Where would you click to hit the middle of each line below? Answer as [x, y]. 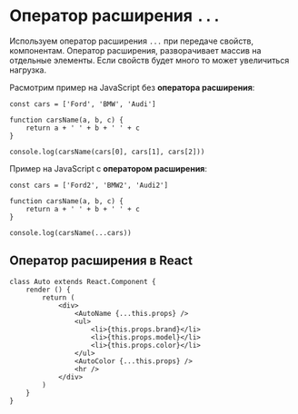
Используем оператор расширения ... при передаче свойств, [132, 41]
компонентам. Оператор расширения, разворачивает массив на [135, 50]
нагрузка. [28, 70]
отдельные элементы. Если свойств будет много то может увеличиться [149, 60]
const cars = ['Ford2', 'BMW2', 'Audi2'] [89, 185]
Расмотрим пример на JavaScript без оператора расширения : [132, 87]
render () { [48, 290]
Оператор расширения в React [101, 261]
